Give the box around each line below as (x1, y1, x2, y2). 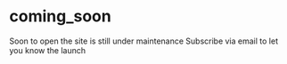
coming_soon (9, 6, 111, 27)
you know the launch (9, 44, 86, 55)
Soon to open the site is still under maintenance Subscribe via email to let (9, 36, 279, 46)
